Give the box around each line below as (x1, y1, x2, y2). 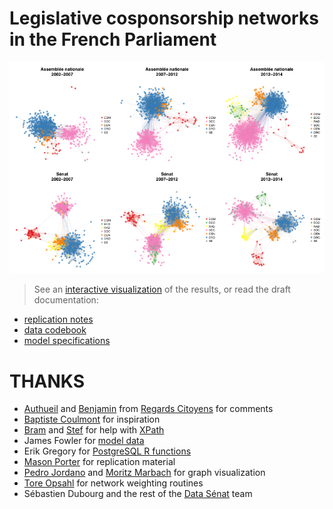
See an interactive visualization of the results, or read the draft (33, 283, 291, 296)
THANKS (9, 370, 86, 392)
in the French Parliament (9, 28, 217, 51)
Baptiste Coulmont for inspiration (23, 413, 161, 426)
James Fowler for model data (23, 435, 145, 447)
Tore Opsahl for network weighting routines (23, 477, 204, 489)
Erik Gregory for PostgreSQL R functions (23, 445, 192, 457)
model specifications (23, 335, 111, 347)
